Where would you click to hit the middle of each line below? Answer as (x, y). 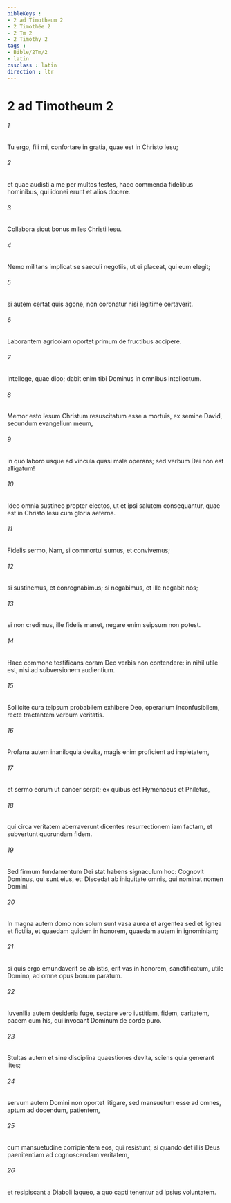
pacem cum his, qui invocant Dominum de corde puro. (84, 1021)
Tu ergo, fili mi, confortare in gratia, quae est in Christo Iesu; (93, 147)
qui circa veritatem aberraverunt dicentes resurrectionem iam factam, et (110, 827)
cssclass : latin (32, 65)
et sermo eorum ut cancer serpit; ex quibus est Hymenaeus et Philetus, (109, 790)
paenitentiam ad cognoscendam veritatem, (68, 1154)
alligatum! (21, 468)
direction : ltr (30, 71)
